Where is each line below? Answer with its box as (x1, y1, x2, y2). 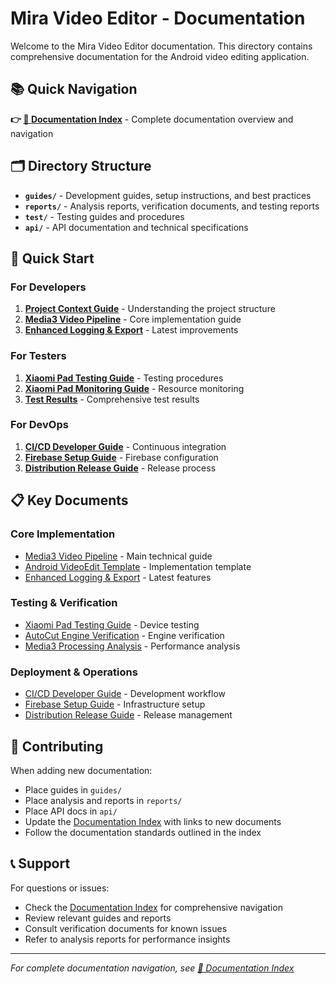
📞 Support (10, 855, 71, 872)
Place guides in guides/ (24, 783, 123, 796)
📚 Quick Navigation (10, 81, 138, 98)
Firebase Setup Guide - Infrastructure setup (24, 698, 206, 711)
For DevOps (10, 418, 69, 432)
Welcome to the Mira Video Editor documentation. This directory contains (10, 40, 313, 52)
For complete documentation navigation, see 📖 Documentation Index (10, 962, 295, 974)
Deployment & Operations (10, 665, 138, 679)
